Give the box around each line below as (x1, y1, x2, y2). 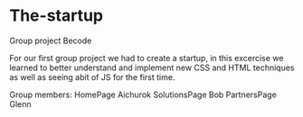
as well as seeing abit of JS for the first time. (9, 71, 175, 82)
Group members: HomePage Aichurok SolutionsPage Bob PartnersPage (9, 89, 278, 100)
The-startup (9, 5, 104, 26)
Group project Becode (9, 35, 92, 46)
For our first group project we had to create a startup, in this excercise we (9, 52, 284, 63)
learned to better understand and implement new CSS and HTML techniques (9, 62, 295, 73)
